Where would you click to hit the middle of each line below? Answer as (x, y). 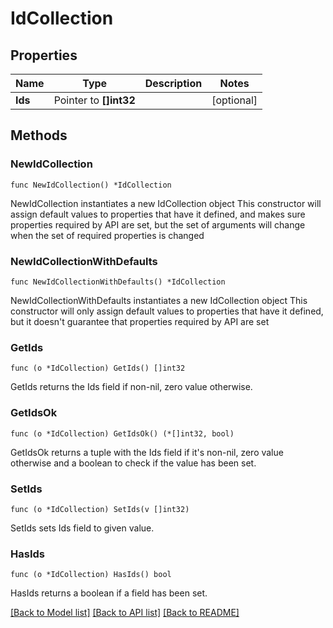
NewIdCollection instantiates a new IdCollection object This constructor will (166, 203)
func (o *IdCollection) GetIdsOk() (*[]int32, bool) (122, 433)
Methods (39, 135)
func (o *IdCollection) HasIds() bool (91, 575)
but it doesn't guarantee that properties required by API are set (140, 321)
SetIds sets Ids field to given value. (82, 528)
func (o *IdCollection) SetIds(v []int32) (100, 509)
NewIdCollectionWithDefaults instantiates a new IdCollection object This (159, 300)
